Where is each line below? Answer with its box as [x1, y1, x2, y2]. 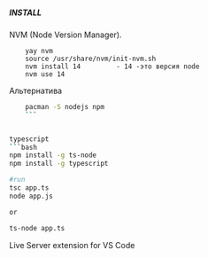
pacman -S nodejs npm [25, 102, 104, 111]
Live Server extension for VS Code [9, 239, 135, 250]
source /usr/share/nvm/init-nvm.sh [25, 54, 157, 63]
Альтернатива [9, 85, 63, 96]
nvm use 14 [25, 69, 65, 79]
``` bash [9, 143, 38, 152]
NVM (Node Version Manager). [9, 29, 122, 40]
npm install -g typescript [9, 160, 109, 168]
